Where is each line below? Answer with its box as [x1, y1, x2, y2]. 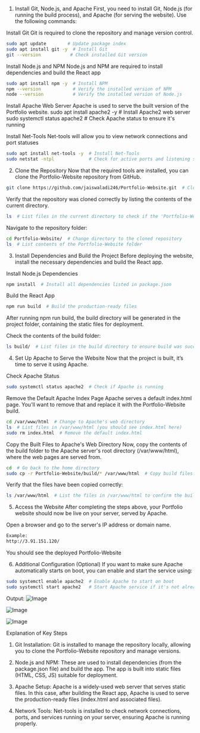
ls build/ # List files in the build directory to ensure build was [6, 344, 183, 350]
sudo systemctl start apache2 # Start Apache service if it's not [6, 584, 180, 590]
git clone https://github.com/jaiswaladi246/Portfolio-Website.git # [6, 185, 185, 191]
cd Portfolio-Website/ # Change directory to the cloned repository [6, 235, 183, 242]
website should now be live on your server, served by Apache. [14, 510, 168, 517]
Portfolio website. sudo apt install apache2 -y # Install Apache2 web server [6, 108, 190, 116]
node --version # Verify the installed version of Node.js [6, 92, 183, 98]
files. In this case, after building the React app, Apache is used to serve [14, 689, 189, 696]
